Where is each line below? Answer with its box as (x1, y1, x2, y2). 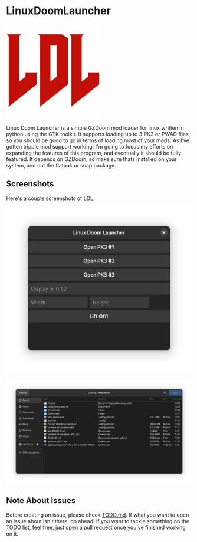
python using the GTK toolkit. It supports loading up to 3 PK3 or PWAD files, (6, 130, 191, 137)
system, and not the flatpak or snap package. (6, 162, 117, 169)
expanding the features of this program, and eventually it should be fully (6, 149, 182, 156)
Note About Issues (6, 495, 76, 505)
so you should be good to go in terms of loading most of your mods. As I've (6, 137, 190, 144)
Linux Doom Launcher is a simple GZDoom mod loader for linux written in (6, 124, 184, 131)
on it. (6, 530, 19, 537)
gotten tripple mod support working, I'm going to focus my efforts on (6, 143, 173, 150)
